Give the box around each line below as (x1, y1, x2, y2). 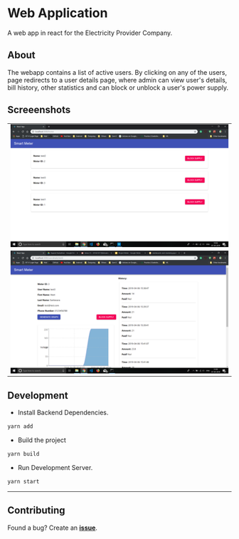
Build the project (17, 436, 66, 444)
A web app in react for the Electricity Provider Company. (7, 28, 173, 37)
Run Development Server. (17, 463, 93, 471)
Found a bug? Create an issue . (7, 523, 98, 532)
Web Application (7, 5, 108, 21)
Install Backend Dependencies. (17, 408, 109, 417)
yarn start (7, 478, 40, 485)
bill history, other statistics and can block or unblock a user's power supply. (7, 83, 229, 92)
